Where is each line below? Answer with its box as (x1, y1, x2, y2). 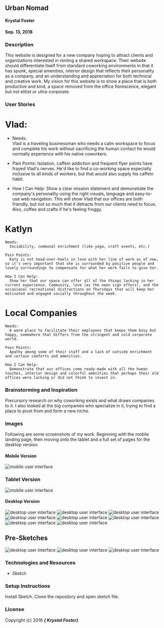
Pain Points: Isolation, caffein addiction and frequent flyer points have (12, 160, 153, 166)
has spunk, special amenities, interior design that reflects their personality (5, 68, 154, 74)
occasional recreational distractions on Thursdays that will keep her (5, 287, 154, 292)
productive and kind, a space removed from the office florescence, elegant (5, 83, 157, 89)
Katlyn (5, 223, 33, 234)
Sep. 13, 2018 (5, 29, 33, 35)
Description (5, 41, 34, 48)
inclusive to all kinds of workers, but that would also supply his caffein (12, 171, 154, 176)
